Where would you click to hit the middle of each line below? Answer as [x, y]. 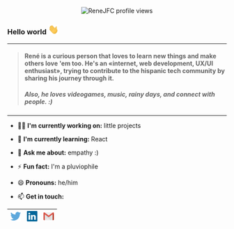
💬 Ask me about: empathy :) [58, 152]
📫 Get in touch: [40, 197]
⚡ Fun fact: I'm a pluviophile [58, 166]
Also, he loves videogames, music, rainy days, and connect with [119, 94]
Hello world [27, 32]
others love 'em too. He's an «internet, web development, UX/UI [119, 63]
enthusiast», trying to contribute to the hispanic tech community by [124, 71]
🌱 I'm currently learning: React [62, 139]
